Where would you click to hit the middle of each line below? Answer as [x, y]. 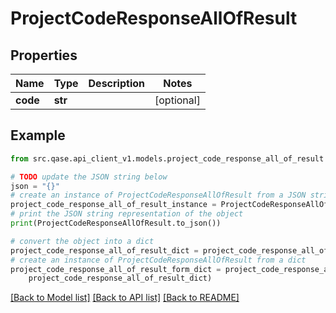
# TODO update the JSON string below [89, 177]
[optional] [177, 100]
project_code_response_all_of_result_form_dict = [116, 269]
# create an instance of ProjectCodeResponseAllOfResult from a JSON [158, 195]
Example [38, 135]
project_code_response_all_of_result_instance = [113, 205]
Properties [44, 55]
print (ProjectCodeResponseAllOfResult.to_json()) [116, 223]
